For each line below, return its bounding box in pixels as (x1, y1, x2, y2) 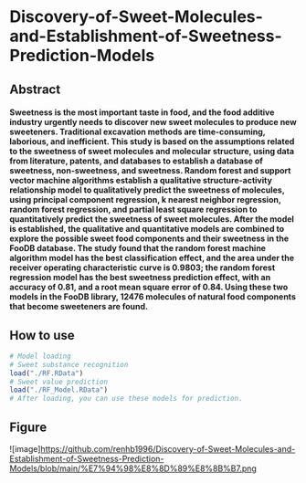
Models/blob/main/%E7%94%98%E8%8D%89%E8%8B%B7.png (9, 463, 258, 474)
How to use (9, 327, 75, 343)
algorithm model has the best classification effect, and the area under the (9, 253, 295, 264)
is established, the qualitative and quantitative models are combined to (9, 224, 285, 235)
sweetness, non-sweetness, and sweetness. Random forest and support (9, 165, 291, 176)
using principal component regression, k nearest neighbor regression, (9, 194, 281, 205)
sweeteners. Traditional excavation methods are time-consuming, (9, 126, 266, 138)
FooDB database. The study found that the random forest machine (9, 243, 267, 254)
